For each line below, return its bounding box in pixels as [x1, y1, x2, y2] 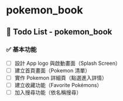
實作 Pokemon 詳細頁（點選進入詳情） [14, 74, 107, 81]
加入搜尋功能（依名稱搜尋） [14, 89, 82, 96]
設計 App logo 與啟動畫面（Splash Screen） [14, 60, 121, 67]
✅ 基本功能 [6, 45, 37, 53]
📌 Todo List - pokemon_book [6, 27, 112, 37]
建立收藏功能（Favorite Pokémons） [14, 82, 102, 89]
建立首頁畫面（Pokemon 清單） [14, 67, 91, 74]
